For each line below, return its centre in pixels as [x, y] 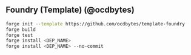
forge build [21, 30]
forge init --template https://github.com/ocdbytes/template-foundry [95, 24]
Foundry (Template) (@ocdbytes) [70, 10]
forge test [19, 35]
